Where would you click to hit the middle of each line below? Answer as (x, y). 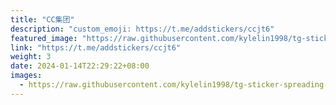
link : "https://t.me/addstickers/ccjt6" (96, 47)
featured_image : (44, 38)
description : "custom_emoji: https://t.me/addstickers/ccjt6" (142, 29)
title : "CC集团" (42, 19)
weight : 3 (31, 57)
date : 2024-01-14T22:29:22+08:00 (80, 66)
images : (26, 76)
